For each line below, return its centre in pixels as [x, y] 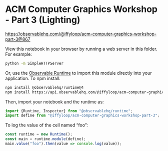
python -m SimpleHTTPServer [34, 63]
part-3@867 [18, 39]
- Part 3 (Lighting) [43, 20]
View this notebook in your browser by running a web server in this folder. [81, 49]
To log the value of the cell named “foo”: [47, 125]
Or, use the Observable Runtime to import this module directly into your [78, 73]
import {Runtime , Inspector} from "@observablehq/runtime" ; [69, 111]
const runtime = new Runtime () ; [39, 134]
